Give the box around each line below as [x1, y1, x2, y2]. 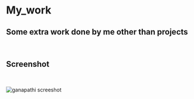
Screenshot [6, 59, 50, 69]
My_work [6, 4, 52, 17]
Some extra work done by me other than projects [6, 27, 189, 37]
